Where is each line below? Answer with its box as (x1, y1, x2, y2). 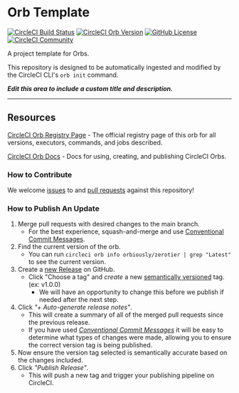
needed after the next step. (38, 295, 119, 304)
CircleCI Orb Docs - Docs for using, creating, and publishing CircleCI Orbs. (7, 152, 227, 160)
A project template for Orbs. (7, 49, 90, 58)
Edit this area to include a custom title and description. (7, 84, 173, 93)
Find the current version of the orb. (17, 243, 121, 251)
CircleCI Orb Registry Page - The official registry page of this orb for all (7, 130, 216, 139)
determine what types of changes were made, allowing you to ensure (28, 333, 232, 342)
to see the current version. (28, 258, 107, 266)
